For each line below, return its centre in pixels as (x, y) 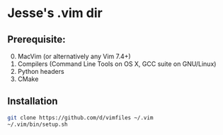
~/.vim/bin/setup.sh (38, 124)
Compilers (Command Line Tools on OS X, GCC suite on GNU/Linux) (117, 64)
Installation (33, 101)
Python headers (41, 71)
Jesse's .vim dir (55, 13)
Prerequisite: (36, 39)
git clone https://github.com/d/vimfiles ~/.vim (80, 118)
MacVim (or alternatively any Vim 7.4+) (74, 56)
